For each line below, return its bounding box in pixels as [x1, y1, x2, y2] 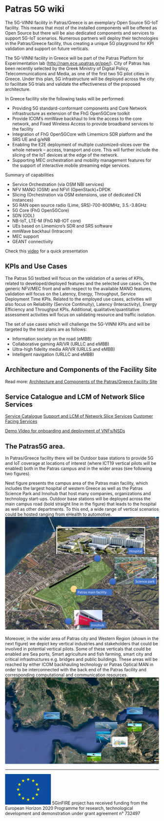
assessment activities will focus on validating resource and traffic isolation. [5, 312, 156, 318]
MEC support [12, 233, 39, 239]
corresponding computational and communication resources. [5, 672, 128, 678]
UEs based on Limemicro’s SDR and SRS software [12, 223, 112, 228]
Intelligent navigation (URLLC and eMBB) [12, 351, 94, 357]
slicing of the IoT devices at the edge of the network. [12, 152, 119, 158]
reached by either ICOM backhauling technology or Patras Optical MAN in [5, 661, 154, 667]
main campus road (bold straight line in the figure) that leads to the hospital [5, 501, 157, 507]
